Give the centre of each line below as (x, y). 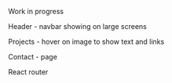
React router (28, 72)
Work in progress (36, 11)
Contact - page (33, 57)
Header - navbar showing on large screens (77, 26)
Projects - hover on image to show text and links (86, 41)
